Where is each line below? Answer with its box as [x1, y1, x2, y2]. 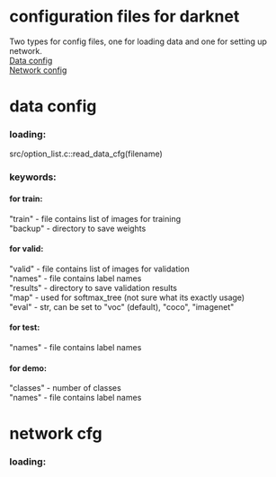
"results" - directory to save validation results [9, 282, 178, 293]
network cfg [9, 424, 102, 444]
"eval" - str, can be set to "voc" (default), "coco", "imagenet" [9, 301, 235, 312]
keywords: [9, 171, 57, 183]
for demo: [9, 362, 48, 374]
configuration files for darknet [9, 6, 240, 27]
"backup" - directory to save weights [9, 223, 147, 234]
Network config [9, 65, 67, 75]
